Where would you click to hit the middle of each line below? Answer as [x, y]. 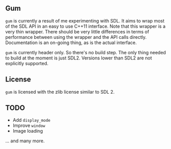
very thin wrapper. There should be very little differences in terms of [77, 31]
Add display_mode [31, 120]
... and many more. [25, 141]
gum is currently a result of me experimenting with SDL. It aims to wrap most [85, 20]
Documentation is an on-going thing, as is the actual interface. [71, 42]
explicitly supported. [27, 63]
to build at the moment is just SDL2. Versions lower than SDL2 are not [79, 58]
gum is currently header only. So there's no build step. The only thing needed [86, 52]
